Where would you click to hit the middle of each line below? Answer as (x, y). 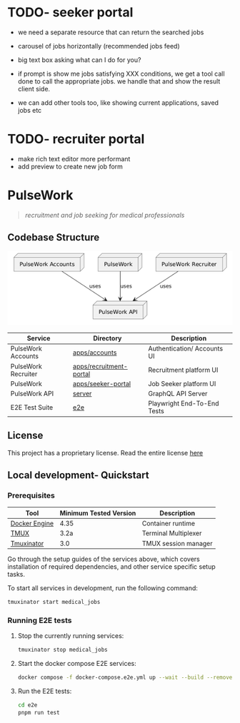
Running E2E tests (40, 620)
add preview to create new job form (70, 166)
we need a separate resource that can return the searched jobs (111, 32)
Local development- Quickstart (78, 475)
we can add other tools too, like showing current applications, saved (118, 102)
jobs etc (30, 110)
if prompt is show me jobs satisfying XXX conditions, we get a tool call (121, 74)
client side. (34, 89)
